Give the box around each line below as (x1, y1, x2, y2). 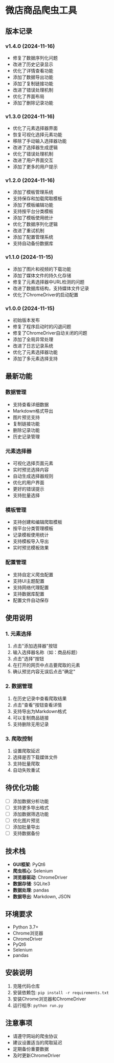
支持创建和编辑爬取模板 (12, 519, 62, 525)
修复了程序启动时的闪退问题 (12, 324, 72, 330)
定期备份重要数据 (12, 1046, 49, 1052)
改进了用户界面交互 (12, 157, 54, 163)
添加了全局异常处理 (12, 336, 54, 343)
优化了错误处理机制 (12, 151, 54, 157)
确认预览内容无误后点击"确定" (12, 669, 76, 675)
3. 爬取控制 (5, 735, 33, 742)
